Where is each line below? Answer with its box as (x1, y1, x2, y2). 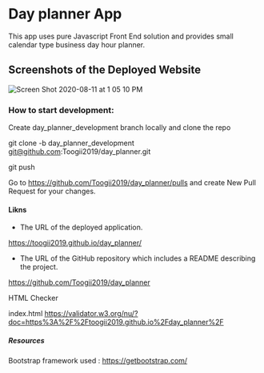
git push (8, 162, 36, 172)
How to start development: (8, 104, 114, 116)
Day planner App (8, 5, 122, 23)
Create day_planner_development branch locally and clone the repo (8, 123, 231, 132)
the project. (19, 262, 58, 272)
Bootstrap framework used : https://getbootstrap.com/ (8, 356, 188, 366)
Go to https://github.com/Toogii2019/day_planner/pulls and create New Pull (8, 178, 256, 188)
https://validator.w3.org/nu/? (44, 309, 138, 318)
